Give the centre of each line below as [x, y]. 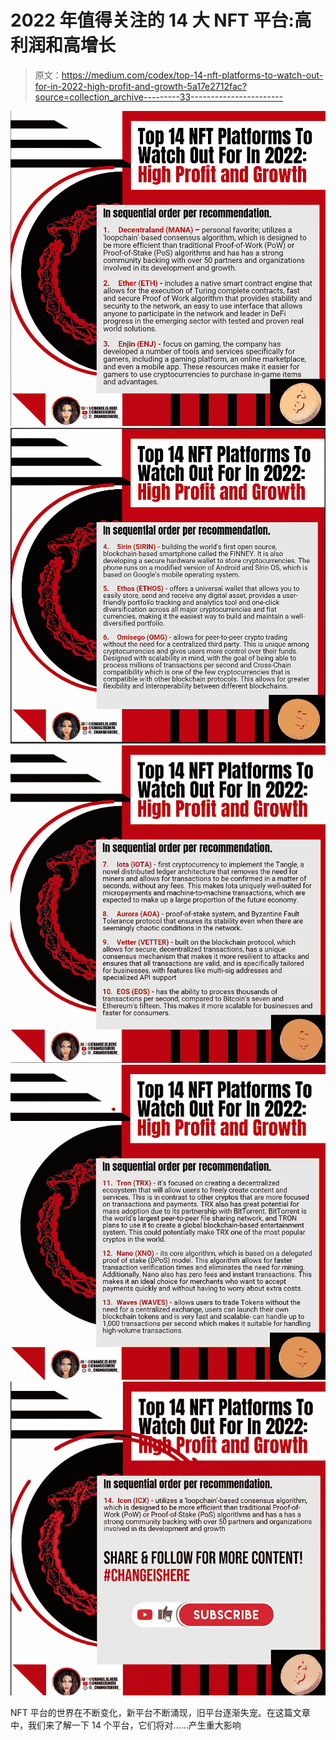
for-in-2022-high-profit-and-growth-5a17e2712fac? [140, 86]
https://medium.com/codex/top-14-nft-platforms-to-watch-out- [192, 75]
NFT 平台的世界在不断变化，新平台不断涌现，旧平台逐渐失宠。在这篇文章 [160, 1713]
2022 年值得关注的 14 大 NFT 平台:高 [161, 20]
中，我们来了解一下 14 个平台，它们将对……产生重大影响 [126, 1725]
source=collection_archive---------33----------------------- [159, 97]
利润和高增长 [63, 45]
